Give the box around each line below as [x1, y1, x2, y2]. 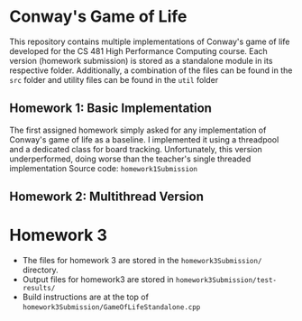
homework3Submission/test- [175, 276, 278, 285]
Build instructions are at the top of [22, 291, 149, 303]
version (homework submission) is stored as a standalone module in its [9, 55, 273, 66]
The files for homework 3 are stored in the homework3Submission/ [22, 255, 262, 266]
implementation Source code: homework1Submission [9, 162, 198, 173]
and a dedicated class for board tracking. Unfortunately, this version [9, 143, 263, 154]
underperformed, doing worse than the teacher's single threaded [9, 153, 252, 164]
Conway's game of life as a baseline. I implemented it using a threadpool [9, 133, 279, 145]
